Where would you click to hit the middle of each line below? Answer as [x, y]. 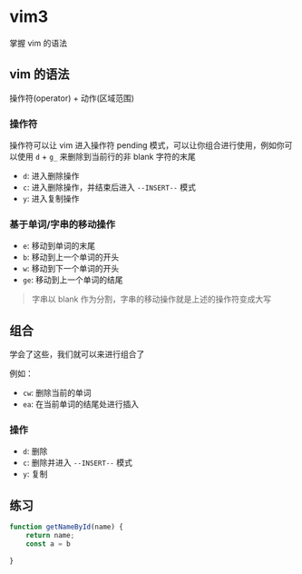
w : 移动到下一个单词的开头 [71, 269]
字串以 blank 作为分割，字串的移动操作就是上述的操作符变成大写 [151, 299]
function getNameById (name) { [67, 527]
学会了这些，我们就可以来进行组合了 [77, 354]
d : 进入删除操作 [51, 176]
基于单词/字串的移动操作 [63, 224]
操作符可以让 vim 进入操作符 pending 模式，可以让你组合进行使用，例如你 [147, 145]
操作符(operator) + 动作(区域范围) [72, 98]
